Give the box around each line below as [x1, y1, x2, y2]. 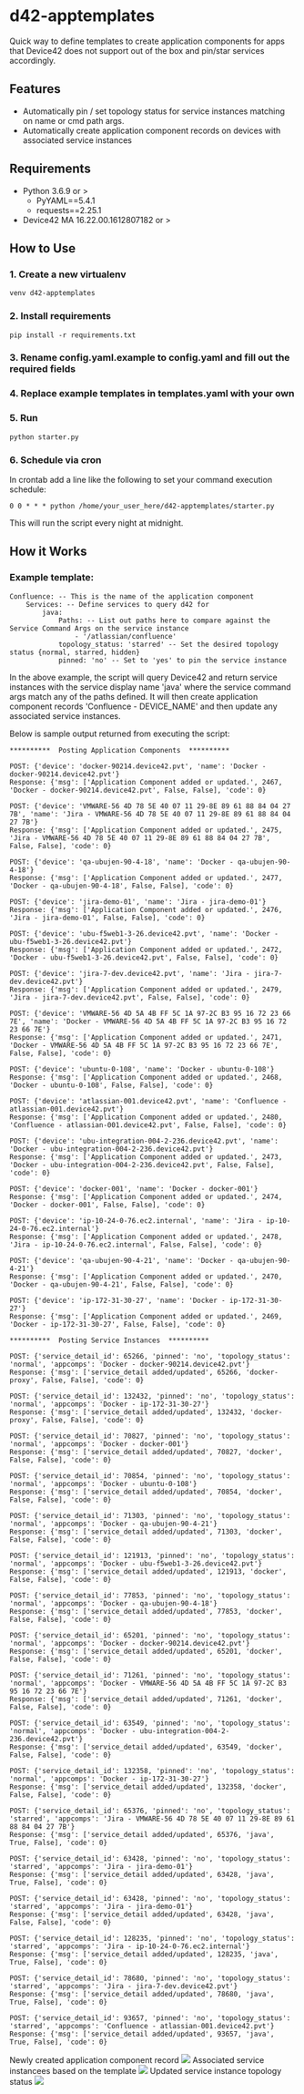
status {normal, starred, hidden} [9, 648, 141, 657]
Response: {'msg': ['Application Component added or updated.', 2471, [9, 1032, 283, 1042]
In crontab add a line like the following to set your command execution [9, 474, 273, 485]
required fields [9, 363, 76, 375]
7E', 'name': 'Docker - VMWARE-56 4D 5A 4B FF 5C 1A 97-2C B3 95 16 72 [9, 1017, 287, 1026]
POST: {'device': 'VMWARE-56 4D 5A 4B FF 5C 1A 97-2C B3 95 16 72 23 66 [9, 1009, 291, 1018]
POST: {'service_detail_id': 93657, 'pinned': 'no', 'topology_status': [9, 2013, 291, 2023]
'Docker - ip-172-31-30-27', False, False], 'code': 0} [9, 1319, 226, 1329]
